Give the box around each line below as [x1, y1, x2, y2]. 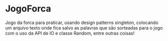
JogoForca [5, 3, 51, 14]
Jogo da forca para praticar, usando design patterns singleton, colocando [5, 19, 159, 25]
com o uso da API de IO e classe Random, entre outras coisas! [5, 30, 135, 36]
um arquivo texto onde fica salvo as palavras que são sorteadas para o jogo [5, 24, 163, 30]
